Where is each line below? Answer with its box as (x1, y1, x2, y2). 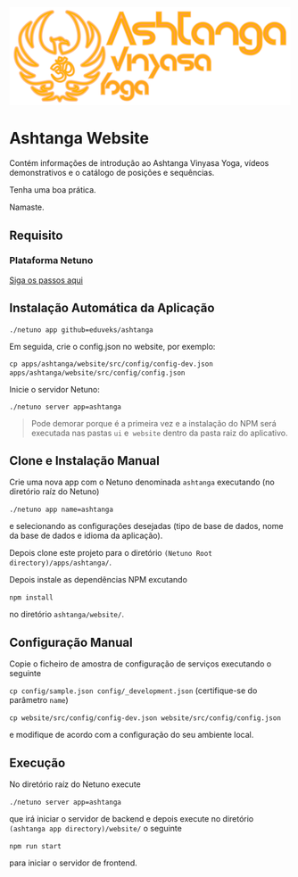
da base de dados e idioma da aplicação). (9, 530, 163, 542)
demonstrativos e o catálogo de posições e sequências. (9, 168, 215, 178)
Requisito (9, 228, 63, 243)
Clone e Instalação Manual (9, 453, 161, 468)
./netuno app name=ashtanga (9, 505, 114, 515)
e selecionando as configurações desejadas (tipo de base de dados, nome (9, 521, 284, 532)
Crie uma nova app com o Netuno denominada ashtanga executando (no (9, 476, 275, 488)
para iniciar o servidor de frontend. (9, 857, 137, 868)
